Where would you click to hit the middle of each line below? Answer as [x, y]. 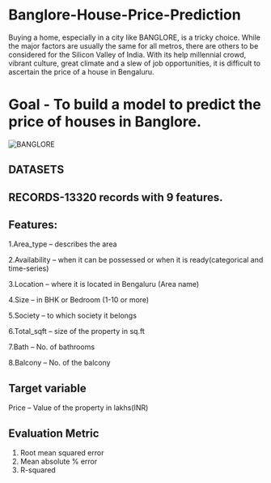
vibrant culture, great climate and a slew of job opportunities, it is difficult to [135, 63]
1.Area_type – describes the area [63, 244]
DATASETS [36, 170]
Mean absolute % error [59, 462]
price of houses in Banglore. [105, 122]
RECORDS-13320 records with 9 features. [116, 197]
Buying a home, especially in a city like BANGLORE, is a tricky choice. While [135, 37]
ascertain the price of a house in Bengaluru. [82, 71]
